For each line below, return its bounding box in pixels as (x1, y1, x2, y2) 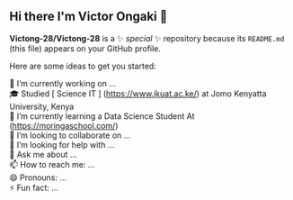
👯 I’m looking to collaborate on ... (9, 130, 131, 141)
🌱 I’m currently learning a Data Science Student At (9, 110, 195, 122)
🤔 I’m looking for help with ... (9, 139, 115, 150)
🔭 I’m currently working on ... (9, 77, 117, 88)
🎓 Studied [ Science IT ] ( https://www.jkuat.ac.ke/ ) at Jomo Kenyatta (9, 87, 267, 99)
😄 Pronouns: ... (9, 172, 67, 183)
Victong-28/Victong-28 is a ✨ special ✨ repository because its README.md (9, 32, 285, 43)
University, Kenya (9, 101, 75, 112)
